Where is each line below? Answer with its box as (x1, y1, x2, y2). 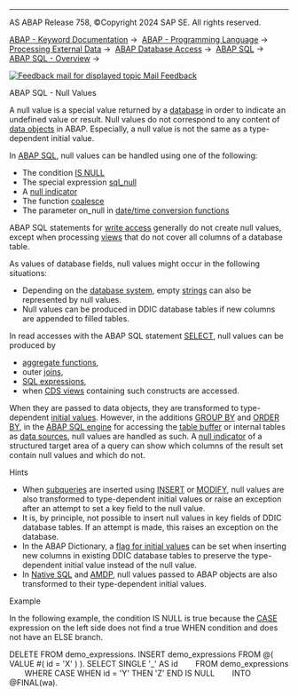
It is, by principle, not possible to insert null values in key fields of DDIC (21, 512, 282, 523)
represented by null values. (21, 295, 122, 304)
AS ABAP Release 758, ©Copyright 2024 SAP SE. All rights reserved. (9, 17, 262, 28)
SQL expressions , (21, 376, 87, 386)
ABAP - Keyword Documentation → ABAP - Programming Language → (9, 35, 269, 44)
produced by (9, 340, 56, 351)
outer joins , (21, 367, 64, 377)
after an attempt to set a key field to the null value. (21, 503, 206, 513)
